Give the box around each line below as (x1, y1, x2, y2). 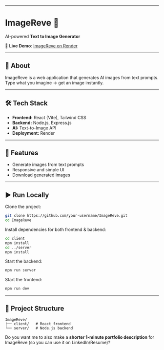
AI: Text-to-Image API (12, 125, 57, 131)
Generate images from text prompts (12, 162, 84, 167)
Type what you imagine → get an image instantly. (5, 80, 104, 85)
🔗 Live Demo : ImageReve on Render (5, 42, 78, 49)
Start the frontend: (5, 277, 42, 283)
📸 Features (5, 148, 39, 157)
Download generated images (12, 172, 71, 178)
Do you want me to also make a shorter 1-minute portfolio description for (5, 334, 155, 340)
